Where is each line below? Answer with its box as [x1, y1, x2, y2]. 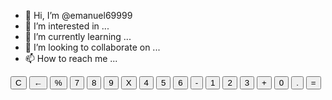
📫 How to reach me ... [24, 53, 118, 64]
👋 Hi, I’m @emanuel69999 [24, 10, 133, 21]
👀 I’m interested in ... [24, 20, 110, 32]
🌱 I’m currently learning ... [24, 31, 132, 42]
